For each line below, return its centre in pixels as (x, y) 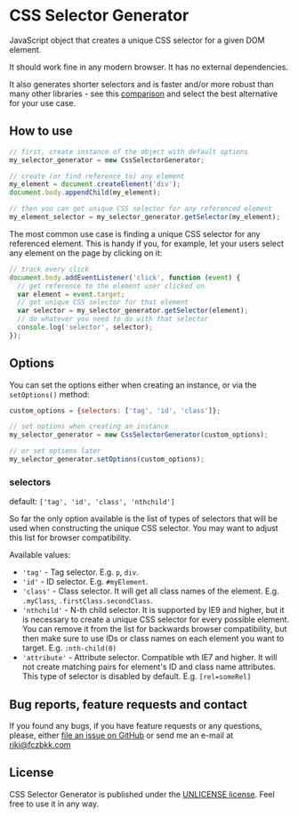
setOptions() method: (50, 394)
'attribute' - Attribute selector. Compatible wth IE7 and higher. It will (149, 658)
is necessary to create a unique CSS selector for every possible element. (156, 619)
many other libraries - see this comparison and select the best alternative (144, 94)
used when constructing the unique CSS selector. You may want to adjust (144, 528)
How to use (41, 131)
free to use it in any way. (54, 804)
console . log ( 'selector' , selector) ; (85, 327)
